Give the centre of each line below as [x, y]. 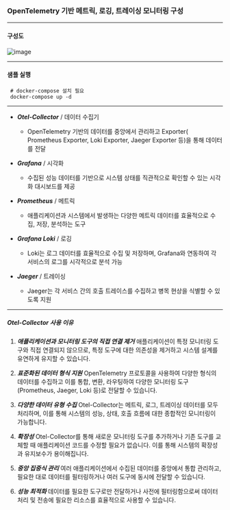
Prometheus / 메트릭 [46, 201]
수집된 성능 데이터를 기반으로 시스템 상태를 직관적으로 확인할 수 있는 [118, 178]
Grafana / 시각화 [40, 163]
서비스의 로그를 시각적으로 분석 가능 [75, 261]
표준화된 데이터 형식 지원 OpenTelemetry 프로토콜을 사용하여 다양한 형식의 [117, 373]
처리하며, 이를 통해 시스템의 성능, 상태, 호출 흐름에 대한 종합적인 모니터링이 [116, 413]
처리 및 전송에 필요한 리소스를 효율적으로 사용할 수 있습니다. [97, 500]
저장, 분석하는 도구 [61, 223]
